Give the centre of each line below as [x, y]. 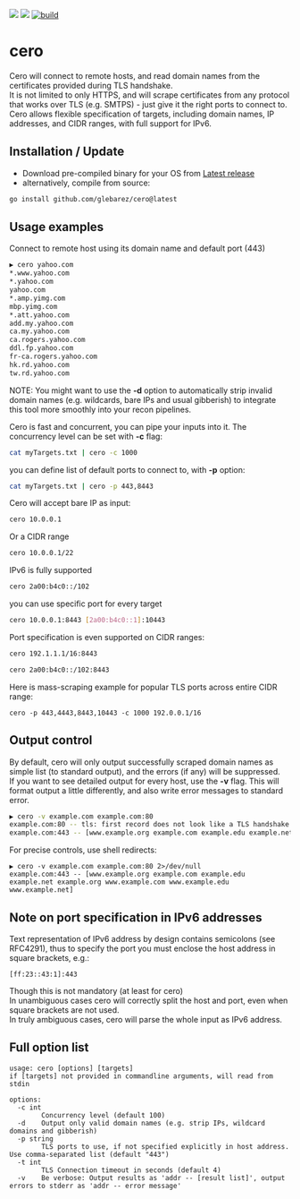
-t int [29, 1162]
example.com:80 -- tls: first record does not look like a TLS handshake [150, 825]
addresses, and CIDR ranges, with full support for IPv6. [110, 123]
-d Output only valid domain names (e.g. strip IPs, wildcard [142, 1123]
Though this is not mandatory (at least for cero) [96, 990]
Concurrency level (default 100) [104, 1115]
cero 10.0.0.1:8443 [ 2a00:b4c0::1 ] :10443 [87, 621]
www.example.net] [42, 890]
